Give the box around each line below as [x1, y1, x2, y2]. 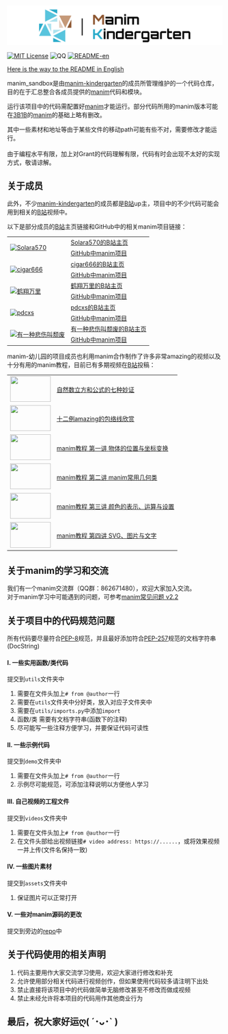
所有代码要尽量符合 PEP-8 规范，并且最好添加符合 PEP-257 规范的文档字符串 [7, 634, 216, 642]
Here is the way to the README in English [7, 64, 124, 73]
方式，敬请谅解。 [7, 158, 55, 166]
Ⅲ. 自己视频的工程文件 [7, 797, 70, 805]
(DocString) [7, 642, 40, 650]
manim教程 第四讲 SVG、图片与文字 [57, 531, 157, 540]
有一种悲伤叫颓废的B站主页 [70, 325, 147, 333]
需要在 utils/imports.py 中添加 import [16, 707, 121, 715]
